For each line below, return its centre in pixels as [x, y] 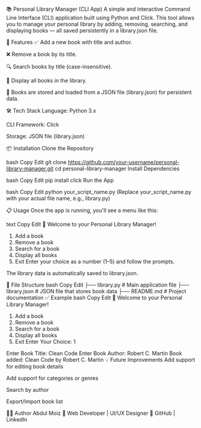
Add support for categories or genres [52, 378]
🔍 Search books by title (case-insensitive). [59, 67]
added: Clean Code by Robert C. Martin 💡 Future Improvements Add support [101, 360]
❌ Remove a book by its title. [41, 54]
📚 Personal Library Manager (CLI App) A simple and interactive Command [98, 9]
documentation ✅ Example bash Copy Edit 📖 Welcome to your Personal [94, 298]
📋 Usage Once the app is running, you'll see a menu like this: [82, 210]
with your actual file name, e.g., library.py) [58, 198]
